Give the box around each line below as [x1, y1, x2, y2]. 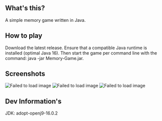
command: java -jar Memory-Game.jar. [5, 55, 84, 61]
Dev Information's [5, 97, 62, 106]
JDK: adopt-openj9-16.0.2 [5, 110, 58, 116]
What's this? [5, 4, 45, 12]
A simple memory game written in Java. [5, 17, 86, 23]
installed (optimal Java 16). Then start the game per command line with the [5, 50, 157, 56]
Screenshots [5, 69, 45, 78]
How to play [5, 32, 42, 40]
